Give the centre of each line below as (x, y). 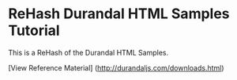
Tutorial (34, 30)
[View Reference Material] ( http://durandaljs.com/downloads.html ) (116, 67)
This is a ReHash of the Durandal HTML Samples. (88, 52)
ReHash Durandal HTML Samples (119, 14)
